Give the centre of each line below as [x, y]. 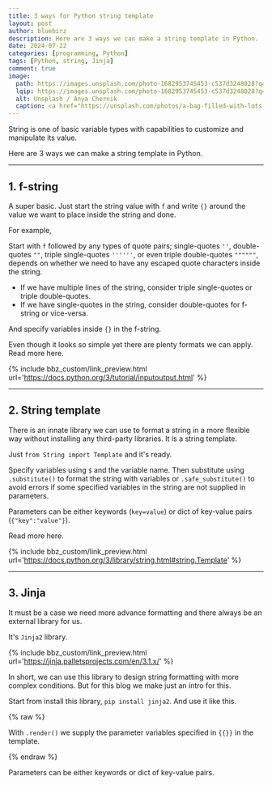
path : [25, 83]
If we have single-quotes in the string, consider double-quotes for [130, 304]
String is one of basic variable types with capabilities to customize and [126, 129]
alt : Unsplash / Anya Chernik [66, 99]
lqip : [25, 91]
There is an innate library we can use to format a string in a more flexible [130, 430]
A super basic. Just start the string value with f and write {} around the [127, 206]
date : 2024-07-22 [38, 46]
